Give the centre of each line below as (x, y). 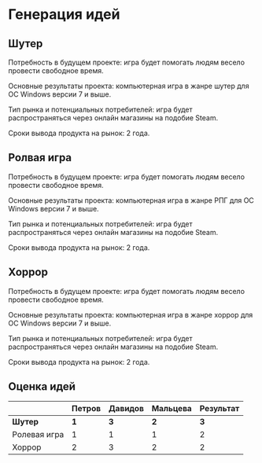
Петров (86, 409)
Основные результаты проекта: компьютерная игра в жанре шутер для (129, 86)
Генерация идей (64, 15)
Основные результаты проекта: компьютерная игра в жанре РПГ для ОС (131, 200)
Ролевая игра (38, 435)
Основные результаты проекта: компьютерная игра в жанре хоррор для (131, 314)
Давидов (126, 409)
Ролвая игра (40, 158)
